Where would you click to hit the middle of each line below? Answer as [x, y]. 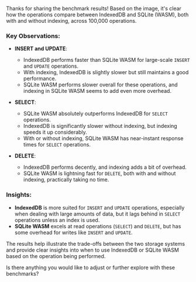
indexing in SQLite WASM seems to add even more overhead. [97, 91]
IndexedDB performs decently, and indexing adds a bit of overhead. [105, 167]
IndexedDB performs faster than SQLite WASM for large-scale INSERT [106, 60]
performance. [40, 79]
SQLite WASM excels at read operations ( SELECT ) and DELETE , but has [98, 226]
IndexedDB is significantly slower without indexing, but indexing [100, 126]
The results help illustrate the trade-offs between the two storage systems [96, 243]
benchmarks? [23, 273]
